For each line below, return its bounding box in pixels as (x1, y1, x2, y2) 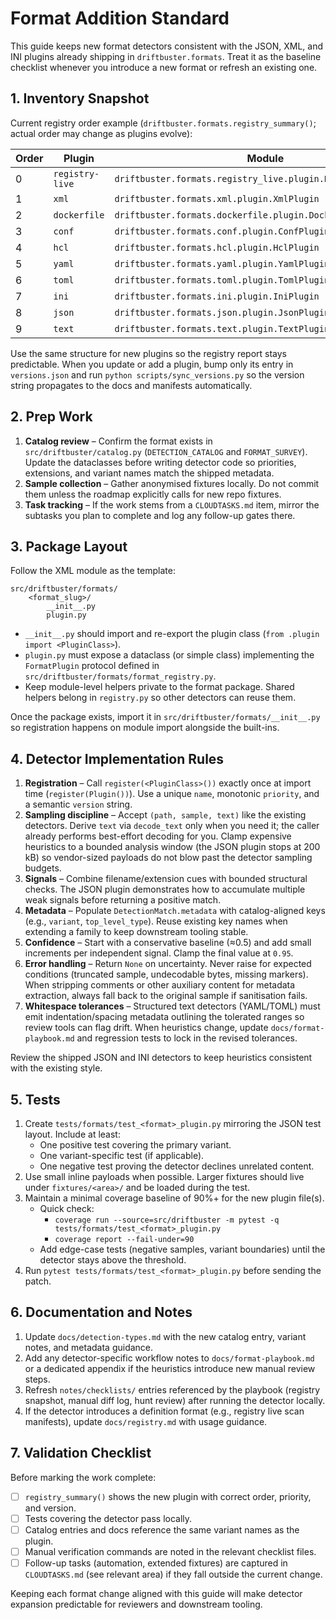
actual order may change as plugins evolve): (10, 127, 193, 139)
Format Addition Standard (10, 7, 230, 30)
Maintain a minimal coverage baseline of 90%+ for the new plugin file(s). (24, 1192, 325, 1204)
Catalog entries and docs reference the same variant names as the (24, 1523, 300, 1536)
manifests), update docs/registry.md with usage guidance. (24, 1415, 268, 1427)
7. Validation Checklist (10, 1445, 152, 1462)
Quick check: (39, 1203, 95, 1214)
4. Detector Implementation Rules (10, 750, 225, 767)
